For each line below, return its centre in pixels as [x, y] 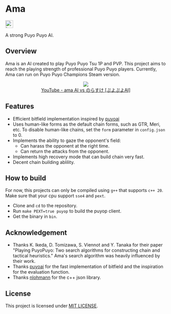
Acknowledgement [36, 233]
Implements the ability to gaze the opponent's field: [67, 140]
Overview [21, 51]
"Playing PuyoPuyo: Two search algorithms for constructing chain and [86, 250]
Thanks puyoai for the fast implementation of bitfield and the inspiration [88, 267]
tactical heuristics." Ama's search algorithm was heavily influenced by [86, 256]
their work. [24, 261]
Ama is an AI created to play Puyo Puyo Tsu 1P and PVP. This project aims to [86, 63]
